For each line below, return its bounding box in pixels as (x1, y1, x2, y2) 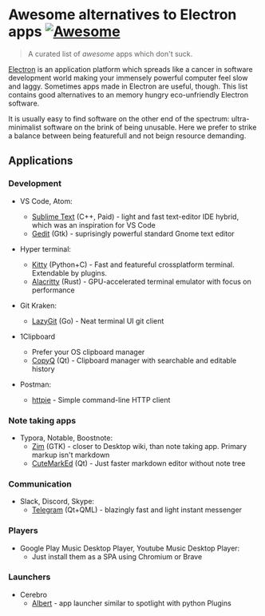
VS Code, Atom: (19, 196, 73, 205)
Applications (8, 154, 73, 168)
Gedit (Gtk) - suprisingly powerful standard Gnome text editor (31, 229, 235, 238)
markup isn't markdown (31, 450, 110, 459)
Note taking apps (8, 415, 77, 426)
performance (31, 285, 76, 295)
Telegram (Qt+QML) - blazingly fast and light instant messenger (31, 505, 242, 515)
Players (8, 525, 38, 536)
